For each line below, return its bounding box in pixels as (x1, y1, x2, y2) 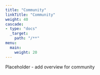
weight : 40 (5, 17, 28, 22)
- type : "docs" (5, 26, 38, 31)
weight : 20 (14, 50, 38, 55)
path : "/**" (14, 36, 40, 41)
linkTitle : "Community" (5, 12, 56, 17)
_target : (10, 31, 28, 36)
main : (10, 45, 22, 50)
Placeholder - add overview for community (5, 64, 95, 70)
